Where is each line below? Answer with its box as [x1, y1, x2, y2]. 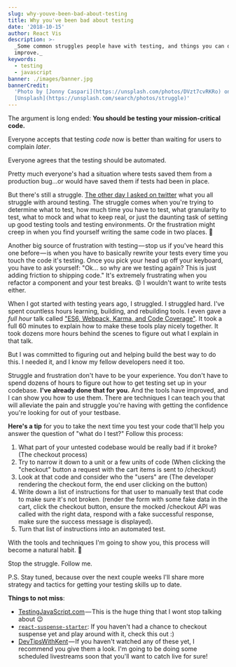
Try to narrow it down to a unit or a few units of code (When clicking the [18, 458, 226, 466]
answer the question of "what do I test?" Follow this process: [8, 430, 183, 437]
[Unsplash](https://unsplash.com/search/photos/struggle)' [14, 95, 190, 102]
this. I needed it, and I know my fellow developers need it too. [8, 358, 185, 366]
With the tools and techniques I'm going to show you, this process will [8, 538, 210, 547]
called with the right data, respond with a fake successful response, [18, 510, 214, 518]
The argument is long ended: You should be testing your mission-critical [8, 114, 221, 122]
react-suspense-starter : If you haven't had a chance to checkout [18, 622, 207, 631]
